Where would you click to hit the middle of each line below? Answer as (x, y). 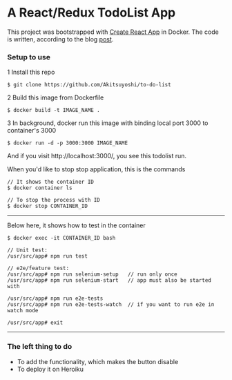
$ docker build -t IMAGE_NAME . (54, 111)
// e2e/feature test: (38, 268)
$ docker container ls (40, 188)
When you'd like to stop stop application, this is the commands (96, 169)
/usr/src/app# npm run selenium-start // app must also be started (109, 281)
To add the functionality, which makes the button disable (98, 361)
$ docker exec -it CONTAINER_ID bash (61, 238)
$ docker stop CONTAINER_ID (48, 206)
